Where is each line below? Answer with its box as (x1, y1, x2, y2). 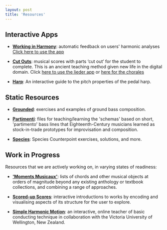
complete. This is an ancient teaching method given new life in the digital (12, 64, 163, 70)
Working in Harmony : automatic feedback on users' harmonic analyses (12, 43, 160, 50)
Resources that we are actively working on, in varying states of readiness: (5, 164, 157, 170)
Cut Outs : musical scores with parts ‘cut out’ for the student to (12, 58, 141, 65)
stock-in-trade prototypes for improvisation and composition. (12, 126, 139, 132)
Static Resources (5, 93, 59, 102)
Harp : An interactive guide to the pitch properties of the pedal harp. (12, 79, 152, 85)
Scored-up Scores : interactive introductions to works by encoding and (12, 194, 159, 200)
